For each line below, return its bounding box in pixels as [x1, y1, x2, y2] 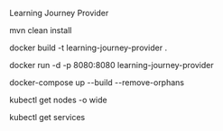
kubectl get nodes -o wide [9, 94, 107, 105]
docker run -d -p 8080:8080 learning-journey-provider [9, 60, 214, 70]
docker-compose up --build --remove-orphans [9, 77, 185, 88]
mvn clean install [9, 25, 72, 35]
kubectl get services [9, 112, 86, 122]
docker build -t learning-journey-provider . [9, 42, 168, 53]
